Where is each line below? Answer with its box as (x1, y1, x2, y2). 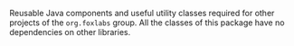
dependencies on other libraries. (9, 27, 131, 37)
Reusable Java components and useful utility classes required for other (9, 8, 275, 18)
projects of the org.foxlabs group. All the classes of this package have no (9, 17, 285, 28)
